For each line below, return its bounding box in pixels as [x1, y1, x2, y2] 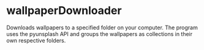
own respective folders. [6, 37, 66, 44]
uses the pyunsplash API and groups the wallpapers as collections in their [6, 30, 193, 37]
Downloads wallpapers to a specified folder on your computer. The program [6, 24, 198, 31]
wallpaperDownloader [6, 4, 122, 18]
